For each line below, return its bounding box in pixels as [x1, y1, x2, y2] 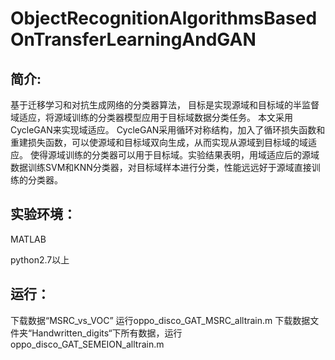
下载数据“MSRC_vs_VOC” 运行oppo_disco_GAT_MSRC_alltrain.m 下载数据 [10, 314, 311, 326]
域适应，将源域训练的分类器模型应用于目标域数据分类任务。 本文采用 [10, 112, 293, 123]
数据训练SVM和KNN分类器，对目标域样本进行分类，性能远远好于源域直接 [10, 162, 312, 173]
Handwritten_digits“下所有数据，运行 [31, 327, 183, 339]
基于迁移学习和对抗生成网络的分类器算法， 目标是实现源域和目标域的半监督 [10, 99, 320, 111]
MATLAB [10, 233, 47, 245]
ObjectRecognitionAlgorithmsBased [10, 7, 318, 30]
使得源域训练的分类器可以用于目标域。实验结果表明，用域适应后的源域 [29, 149, 320, 161]
